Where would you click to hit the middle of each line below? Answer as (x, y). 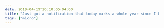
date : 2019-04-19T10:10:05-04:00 (39, 9)
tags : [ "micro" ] (21, 18)
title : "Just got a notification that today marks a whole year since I (81, 14)
